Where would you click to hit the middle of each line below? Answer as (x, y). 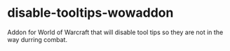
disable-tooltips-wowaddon (90, 13)
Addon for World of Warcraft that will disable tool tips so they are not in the (115, 32)
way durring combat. (38, 39)
